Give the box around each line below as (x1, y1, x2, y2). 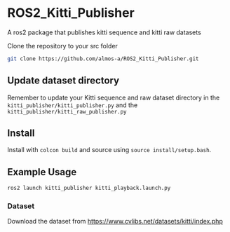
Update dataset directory (7, 75, 120, 87)
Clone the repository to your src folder (7, 41, 118, 50)
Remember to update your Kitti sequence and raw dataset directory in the (7, 93, 220, 102)
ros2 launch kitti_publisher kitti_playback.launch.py (7, 184, 171, 192)
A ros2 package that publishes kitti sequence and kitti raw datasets (7, 28, 201, 36)
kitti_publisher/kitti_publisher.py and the (7, 100, 138, 109)
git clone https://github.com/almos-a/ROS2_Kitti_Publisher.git (7, 55, 199, 62)
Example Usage (7, 166, 77, 178)
